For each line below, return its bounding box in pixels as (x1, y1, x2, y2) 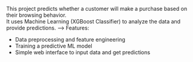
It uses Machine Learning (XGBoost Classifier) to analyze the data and (6, 18, 181, 25)
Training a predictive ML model (14, 42, 92, 49)
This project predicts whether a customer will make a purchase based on (6, 5, 188, 12)
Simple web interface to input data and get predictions (14, 49, 151, 56)
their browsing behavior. (6, 11, 67, 19)
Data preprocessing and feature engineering (14, 36, 125, 43)
